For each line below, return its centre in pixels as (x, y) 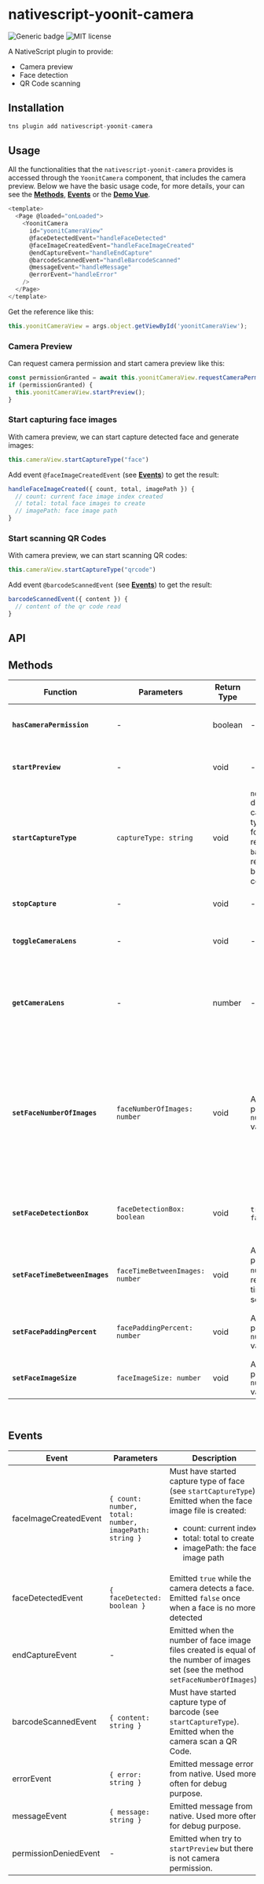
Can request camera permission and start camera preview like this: (117, 363)
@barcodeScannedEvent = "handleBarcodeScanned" (104, 260)
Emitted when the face (211, 1501)
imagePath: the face (220, 1548)
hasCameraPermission (50, 725)
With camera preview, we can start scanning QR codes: (98, 555)
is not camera (194, 1858)
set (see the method (207, 1670)
